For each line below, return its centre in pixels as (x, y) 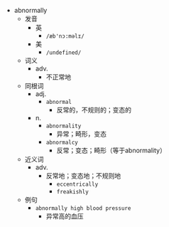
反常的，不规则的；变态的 (94, 110)
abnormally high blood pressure (83, 208)
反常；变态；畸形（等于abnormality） (111, 150)
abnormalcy (62, 142)
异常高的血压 (65, 216)
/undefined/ (64, 53)
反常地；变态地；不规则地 (83, 176)
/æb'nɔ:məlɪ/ (65, 36)
